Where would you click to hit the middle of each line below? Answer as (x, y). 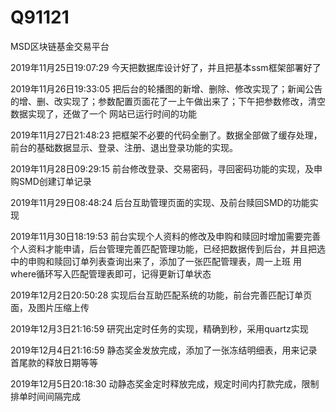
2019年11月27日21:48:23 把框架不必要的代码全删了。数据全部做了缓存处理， (166, 135)
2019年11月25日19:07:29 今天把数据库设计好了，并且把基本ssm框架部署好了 (166, 67)
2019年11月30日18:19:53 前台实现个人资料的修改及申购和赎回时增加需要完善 (166, 236)
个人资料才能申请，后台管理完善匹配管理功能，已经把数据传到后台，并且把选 (168, 248)
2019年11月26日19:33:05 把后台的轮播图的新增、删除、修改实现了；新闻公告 (166, 88)
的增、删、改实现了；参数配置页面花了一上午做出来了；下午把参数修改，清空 (168, 101)
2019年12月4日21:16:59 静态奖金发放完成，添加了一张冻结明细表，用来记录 (164, 350)
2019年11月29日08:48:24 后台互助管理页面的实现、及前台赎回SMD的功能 (160, 202)
